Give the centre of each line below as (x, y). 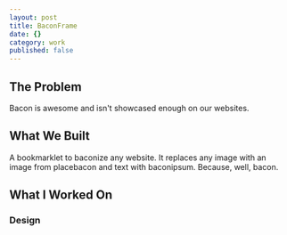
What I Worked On (61, 195)
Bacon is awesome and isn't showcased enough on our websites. (129, 108)
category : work (37, 42)
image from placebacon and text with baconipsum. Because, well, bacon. (144, 166)
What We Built (50, 136)
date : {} (25, 34)
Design (25, 221)
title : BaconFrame (43, 26)
